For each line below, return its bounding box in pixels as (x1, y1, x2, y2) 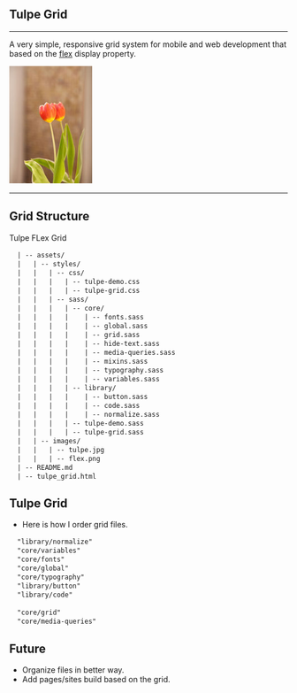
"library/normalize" (17, 537, 93, 547)
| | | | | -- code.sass (17, 401, 141, 410)
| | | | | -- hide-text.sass (17, 339, 161, 348)
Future (9, 641, 47, 656)
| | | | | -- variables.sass (17, 374, 161, 383)
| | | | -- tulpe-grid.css (17, 286, 141, 295)
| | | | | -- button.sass (17, 392, 148, 401)
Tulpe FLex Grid (9, 232, 67, 243)
